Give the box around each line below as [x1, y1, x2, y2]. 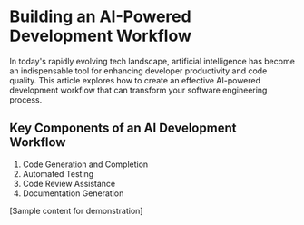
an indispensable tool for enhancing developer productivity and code [9, 65, 268, 76]
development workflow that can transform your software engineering [9, 84, 268, 95]
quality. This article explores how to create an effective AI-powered [9, 74, 261, 85]
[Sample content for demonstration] [9, 205, 143, 216]
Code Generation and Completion [22, 159, 149, 170]
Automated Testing [22, 168, 94, 179]
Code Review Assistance [22, 178, 116, 189]
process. [9, 93, 43, 105]
